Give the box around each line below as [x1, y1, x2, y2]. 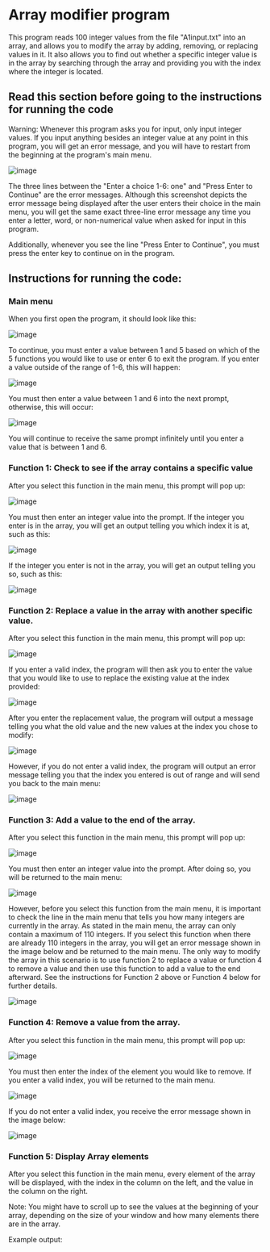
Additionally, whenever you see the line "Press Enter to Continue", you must [8, 240, 260, 249]
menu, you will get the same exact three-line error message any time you [8, 207, 251, 216]
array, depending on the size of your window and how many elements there [8, 1210, 260, 1220]
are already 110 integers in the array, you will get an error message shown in [8, 938, 261, 948]
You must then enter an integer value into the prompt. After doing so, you [8, 864, 251, 873]
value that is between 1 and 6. [8, 442, 107, 452]
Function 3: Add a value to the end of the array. [8, 814, 196, 825]
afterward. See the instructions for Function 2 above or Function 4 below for [8, 973, 261, 982]
